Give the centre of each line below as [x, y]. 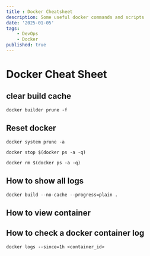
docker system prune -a [36, 142]
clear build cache [39, 96]
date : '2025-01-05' [30, 23]
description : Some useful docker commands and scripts [75, 17]
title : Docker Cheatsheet [39, 12]
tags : [13, 28]
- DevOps [28, 34]
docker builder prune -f [37, 110]
